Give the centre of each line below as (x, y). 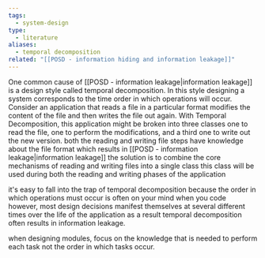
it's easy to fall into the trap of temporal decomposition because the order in (132, 189)
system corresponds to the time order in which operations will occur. (120, 99)
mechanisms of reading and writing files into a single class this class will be (131, 166)
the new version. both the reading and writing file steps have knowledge (126, 140)
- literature (37, 37)
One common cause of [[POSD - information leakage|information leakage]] (131, 82)
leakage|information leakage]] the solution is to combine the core (115, 157)
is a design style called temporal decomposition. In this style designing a (127, 90)
